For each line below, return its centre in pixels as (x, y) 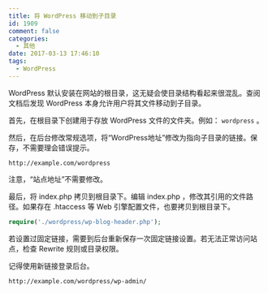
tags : (17, 62)
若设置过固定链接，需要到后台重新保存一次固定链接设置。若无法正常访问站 (133, 238)
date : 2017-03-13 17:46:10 (54, 54)
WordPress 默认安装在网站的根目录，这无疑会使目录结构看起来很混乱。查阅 (134, 93)
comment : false (34, 31)
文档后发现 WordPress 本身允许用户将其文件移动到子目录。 (107, 103)
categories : (28, 39)
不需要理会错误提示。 (58, 148)
